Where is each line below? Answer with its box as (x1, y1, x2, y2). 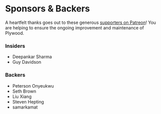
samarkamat (12, 104, 38, 110)
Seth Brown (12, 88, 36, 94)
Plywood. (5, 30, 24, 36)
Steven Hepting (12, 99, 45, 105)
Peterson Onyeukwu (12, 83, 54, 89)
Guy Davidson (12, 59, 41, 65)
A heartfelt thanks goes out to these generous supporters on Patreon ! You (5, 19, 156, 25)
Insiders (5, 42, 26, 49)
